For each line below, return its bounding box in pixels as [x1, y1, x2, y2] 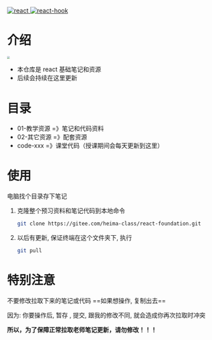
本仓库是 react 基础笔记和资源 [16, 65, 101, 73]
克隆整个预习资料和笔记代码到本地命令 [16, 206, 125, 215]
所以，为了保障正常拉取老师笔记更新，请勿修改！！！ [7, 326, 157, 334]
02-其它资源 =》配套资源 [16, 133, 88, 141]
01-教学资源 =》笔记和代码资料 [16, 124, 104, 133]
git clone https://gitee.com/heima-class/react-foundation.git [16, 220, 202, 228]
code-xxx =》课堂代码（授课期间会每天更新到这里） [16, 141, 164, 150]
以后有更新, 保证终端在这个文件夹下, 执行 [16, 234, 132, 242]
